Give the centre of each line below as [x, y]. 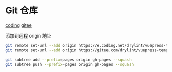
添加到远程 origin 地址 [28, 35]
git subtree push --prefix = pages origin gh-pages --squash [70, 64]
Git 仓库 [22, 11]
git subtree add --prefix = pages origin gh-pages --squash [68, 60]
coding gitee [18, 25]
